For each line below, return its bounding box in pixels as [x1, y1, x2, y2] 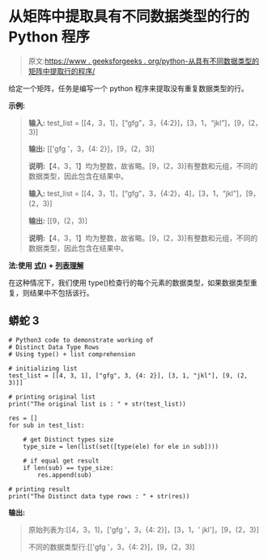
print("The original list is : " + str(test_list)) [8, 399, 186, 408]
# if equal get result [23, 456, 100, 465]
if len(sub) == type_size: [23, 463, 114, 472]
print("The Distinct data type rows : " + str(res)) [8, 492, 190, 500]
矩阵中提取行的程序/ [28, 66, 96, 75]
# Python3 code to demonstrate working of [8, 336, 154, 344]
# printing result [8, 485, 70, 493]
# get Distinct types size [23, 435, 114, 443]
